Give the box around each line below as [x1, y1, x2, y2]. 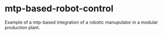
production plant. [5, 24, 41, 30]
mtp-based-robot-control [5, 3, 114, 14]
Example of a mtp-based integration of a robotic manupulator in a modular [5, 19, 158, 25]
